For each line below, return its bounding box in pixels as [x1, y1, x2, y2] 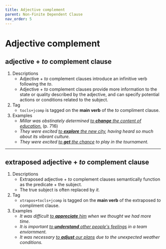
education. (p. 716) [19, 123, 58, 129]
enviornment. [19, 229, 47, 235]
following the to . [19, 81, 53, 87]
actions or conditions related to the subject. [19, 97, 109, 103]
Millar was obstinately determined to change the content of [19, 118, 142, 124]
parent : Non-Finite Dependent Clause [5, 12, 83, 17]
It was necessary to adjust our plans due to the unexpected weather [19, 234, 160, 240]
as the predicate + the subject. [19, 182, 83, 188]
